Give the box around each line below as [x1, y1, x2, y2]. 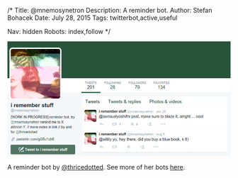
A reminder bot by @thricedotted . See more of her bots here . [7, 163, 186, 172]
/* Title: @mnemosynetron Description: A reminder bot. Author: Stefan [7, 6, 212, 14]
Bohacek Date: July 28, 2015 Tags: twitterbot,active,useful [7, 13, 178, 22]
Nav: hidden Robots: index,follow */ [7, 28, 111, 35]
